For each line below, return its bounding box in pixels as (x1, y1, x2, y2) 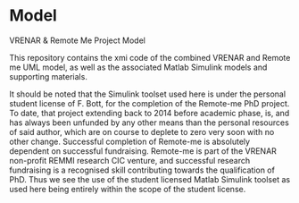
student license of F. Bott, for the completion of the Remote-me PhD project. (9, 97, 290, 108)
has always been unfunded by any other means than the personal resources (9, 117, 290, 128)
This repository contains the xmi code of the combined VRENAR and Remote (9, 52, 291, 63)
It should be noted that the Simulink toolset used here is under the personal (9, 89, 287, 99)
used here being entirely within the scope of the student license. (9, 183, 246, 194)
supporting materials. (9, 71, 87, 81)
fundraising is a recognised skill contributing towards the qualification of (9, 165, 275, 175)
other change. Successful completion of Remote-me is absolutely (9, 136, 251, 147)
